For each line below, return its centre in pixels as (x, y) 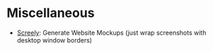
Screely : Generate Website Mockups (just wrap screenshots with (111, 33)
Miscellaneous (51, 13)
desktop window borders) (54, 40)
